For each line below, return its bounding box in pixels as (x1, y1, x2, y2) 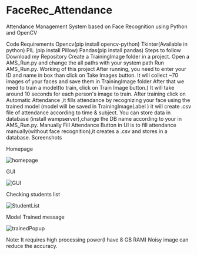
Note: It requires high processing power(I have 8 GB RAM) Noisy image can (6, 236, 189, 243)
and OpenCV (6, 29, 38, 36)
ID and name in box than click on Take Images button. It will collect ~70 (6, 72, 178, 79)
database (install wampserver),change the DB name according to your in (6, 115, 182, 122)
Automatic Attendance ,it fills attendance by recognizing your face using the (6, 96, 191, 103)
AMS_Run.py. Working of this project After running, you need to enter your (6, 65, 186, 72)
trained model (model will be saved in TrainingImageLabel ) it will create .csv (6, 103, 192, 110)
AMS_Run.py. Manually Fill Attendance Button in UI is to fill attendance (6, 121, 176, 128)
